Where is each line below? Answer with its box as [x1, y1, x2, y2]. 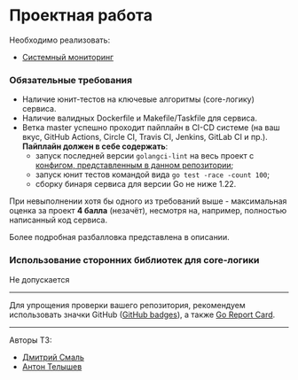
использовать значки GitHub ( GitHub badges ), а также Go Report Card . [9, 309, 276, 320]
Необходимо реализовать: [9, 35, 111, 45]
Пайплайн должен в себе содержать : [21, 141, 169, 151]
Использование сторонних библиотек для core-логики [9, 254, 260, 267]
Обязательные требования [9, 74, 133, 86]
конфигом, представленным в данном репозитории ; [35, 160, 234, 171]
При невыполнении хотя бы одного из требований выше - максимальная [9, 196, 287, 206]
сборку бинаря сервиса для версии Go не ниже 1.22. [35, 179, 237, 190]
